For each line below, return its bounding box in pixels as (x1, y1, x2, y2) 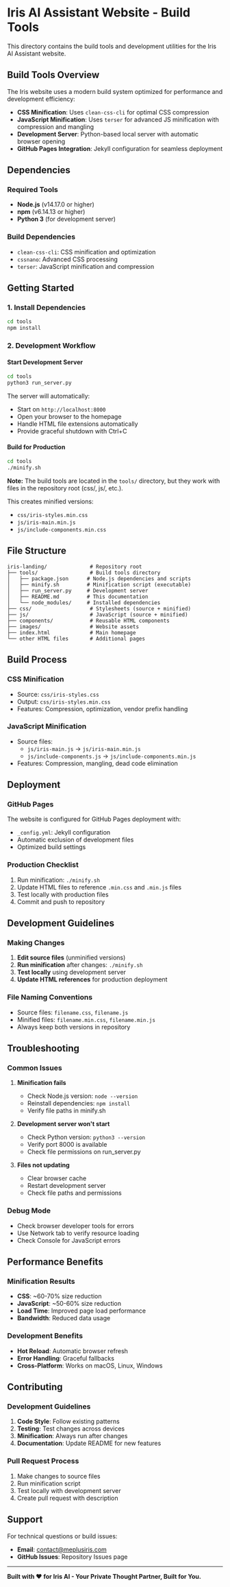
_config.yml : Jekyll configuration (16, 828, 111, 837)
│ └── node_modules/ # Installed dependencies (7, 599, 161, 606)
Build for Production (7, 442, 66, 451)
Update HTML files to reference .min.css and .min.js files (16, 883, 182, 891)
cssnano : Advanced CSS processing (16, 255, 118, 263)
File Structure (7, 545, 66, 557)
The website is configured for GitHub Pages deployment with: (7, 815, 181, 824)
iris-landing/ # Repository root (7, 563, 142, 570)
